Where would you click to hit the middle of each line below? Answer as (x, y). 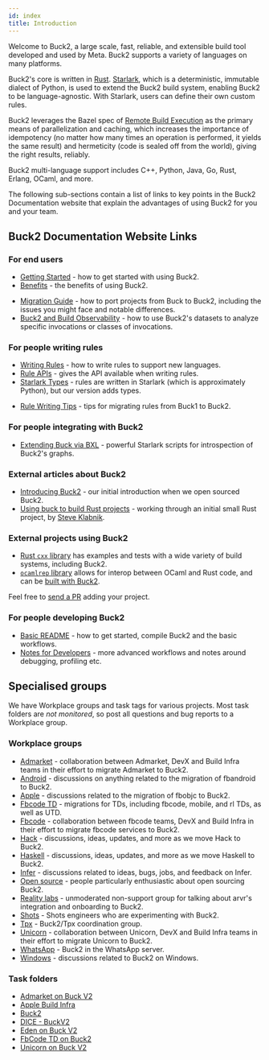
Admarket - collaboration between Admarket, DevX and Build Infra (130, 761)
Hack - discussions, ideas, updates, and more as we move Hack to (130, 838)
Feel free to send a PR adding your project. (79, 597)
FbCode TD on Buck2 (56, 1039)
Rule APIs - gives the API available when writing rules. (109, 373)
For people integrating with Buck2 (76, 427)
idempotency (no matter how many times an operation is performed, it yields (135, 137)
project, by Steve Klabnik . (62, 518)
